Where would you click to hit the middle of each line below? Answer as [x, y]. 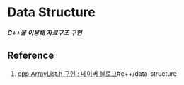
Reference [31, 56]
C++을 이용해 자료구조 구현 [45, 33]
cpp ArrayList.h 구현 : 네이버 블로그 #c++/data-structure [97, 73]
